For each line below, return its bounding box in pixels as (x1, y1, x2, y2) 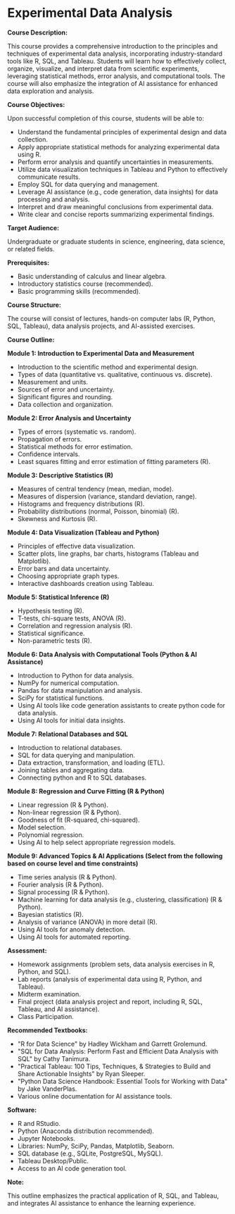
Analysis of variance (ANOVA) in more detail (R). (17, 918, 158, 926)
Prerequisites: (7, 258, 50, 267)
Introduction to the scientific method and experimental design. (17, 363, 198, 371)
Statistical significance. (17, 629, 86, 637)
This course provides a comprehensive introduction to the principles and (7, 42, 218, 50)
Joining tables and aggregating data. (17, 765, 125, 774)
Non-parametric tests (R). (17, 636, 92, 645)
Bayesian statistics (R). (17, 910, 84, 918)
